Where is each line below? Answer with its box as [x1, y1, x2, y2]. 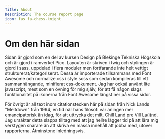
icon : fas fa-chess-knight [5, 16, 61, 21]
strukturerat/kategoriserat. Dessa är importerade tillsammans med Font [5, 70, 151, 76]
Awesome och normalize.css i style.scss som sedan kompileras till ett [5, 76, 148, 82]
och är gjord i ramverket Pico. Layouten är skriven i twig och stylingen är [5, 60, 155, 66]
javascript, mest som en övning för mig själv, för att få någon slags [5, 86, 142, 92]
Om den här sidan [5, 38, 80, 49]
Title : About [5, 7, 32, 12]
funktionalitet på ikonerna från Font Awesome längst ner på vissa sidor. [5, 92, 151, 98]
